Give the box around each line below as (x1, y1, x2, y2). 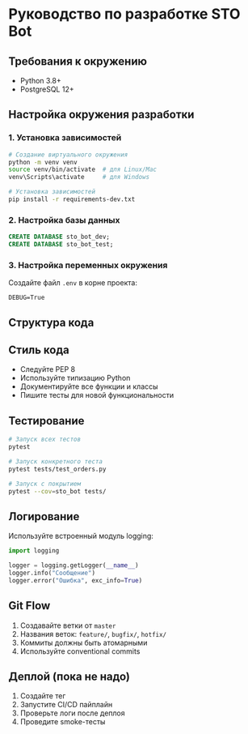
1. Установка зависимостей (8, 132, 122, 143)
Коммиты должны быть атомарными (19, 638, 148, 647)
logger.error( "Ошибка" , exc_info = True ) (8, 576, 143, 584)
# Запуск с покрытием (8, 480, 82, 488)
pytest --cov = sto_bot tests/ (8, 487, 107, 495)
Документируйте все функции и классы (19, 382, 159, 391)
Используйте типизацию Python (19, 373, 131, 383)
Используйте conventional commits (19, 646, 141, 656)
